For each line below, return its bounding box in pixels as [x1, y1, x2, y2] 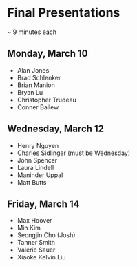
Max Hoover [17, 217, 52, 225]
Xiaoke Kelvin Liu [17, 253, 66, 261]
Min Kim [17, 223, 41, 232]
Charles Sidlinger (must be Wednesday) [17, 149, 131, 157]
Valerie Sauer [17, 246, 56, 254]
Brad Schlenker [17, 73, 61, 82]
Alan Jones [17, 66, 50, 74]
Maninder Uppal [17, 171, 63, 179]
